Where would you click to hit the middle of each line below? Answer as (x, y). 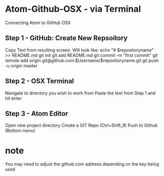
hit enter (13, 98)
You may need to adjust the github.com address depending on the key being (82, 164)
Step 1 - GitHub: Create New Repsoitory (66, 38)
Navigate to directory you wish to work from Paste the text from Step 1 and (80, 93)
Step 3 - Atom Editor (37, 113)
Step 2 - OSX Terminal (40, 81)
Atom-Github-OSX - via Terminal (73, 9)
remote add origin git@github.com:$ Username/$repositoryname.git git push (82, 60)
